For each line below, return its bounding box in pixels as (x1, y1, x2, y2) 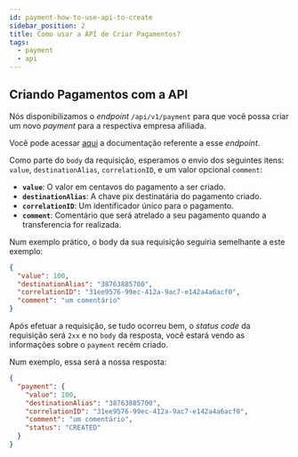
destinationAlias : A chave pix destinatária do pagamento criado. (21, 190, 262, 201)
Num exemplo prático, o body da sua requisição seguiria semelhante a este (9, 237, 286, 247)
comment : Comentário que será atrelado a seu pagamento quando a (21, 210, 267, 220)
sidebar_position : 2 (9, 21, 86, 30)
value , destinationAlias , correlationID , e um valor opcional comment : (9, 164, 262, 174)
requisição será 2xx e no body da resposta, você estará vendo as (9, 330, 246, 341)
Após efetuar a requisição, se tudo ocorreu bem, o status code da (9, 321, 251, 332)
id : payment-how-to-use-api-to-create (9, 12, 153, 22)
